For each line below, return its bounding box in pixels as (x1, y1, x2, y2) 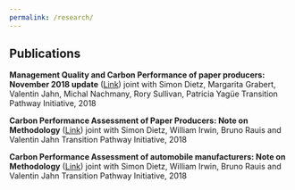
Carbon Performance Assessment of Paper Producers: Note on (9, 115, 249, 126)
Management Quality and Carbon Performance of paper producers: (9, 70, 265, 80)
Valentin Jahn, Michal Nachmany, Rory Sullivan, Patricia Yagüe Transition (9, 88, 279, 99)
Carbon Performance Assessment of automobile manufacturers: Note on (9, 152, 286, 162)
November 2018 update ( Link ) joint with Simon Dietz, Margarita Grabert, (9, 79, 276, 90)
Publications (9, 46, 81, 62)
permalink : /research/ (9, 12, 94, 22)
